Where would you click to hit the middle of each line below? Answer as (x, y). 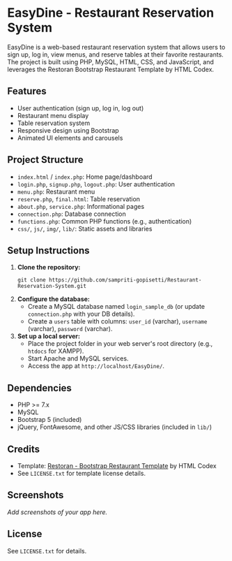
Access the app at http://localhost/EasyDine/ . (96, 366)
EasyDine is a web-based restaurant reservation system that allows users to (116, 47)
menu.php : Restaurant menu (56, 191)
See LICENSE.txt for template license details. (82, 473)
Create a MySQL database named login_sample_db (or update (116, 307)
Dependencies (39, 388)
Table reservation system (54, 123)
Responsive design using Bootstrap (68, 130)
